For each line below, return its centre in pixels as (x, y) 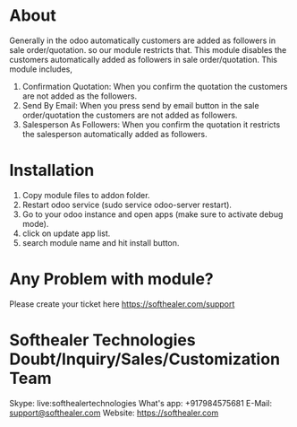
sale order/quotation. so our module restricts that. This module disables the (148, 49)
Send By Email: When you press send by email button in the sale (140, 105)
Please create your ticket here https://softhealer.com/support (122, 304)
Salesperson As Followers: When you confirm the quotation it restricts (151, 124)
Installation (52, 170)
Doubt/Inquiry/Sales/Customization (144, 359)
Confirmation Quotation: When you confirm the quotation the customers (155, 86)
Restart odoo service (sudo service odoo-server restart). (127, 205)
